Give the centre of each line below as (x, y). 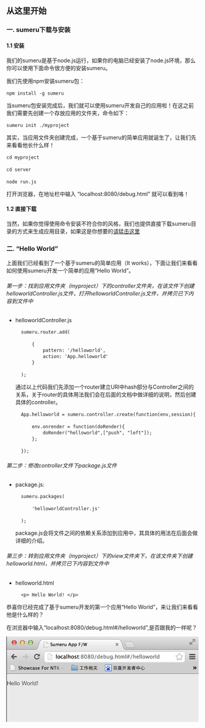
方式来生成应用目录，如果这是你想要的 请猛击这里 (78, 231)
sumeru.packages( (43, 497)
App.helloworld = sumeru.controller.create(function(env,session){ (109, 415)
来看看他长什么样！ (31, 145)
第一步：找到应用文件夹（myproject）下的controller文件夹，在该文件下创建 (100, 286)
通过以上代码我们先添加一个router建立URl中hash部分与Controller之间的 (104, 387)
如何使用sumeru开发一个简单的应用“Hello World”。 (70, 271)
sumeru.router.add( (45, 332)
